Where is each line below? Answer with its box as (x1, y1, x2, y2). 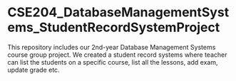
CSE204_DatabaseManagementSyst (7, 4, 230, 21)
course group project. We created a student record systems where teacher (7, 50, 227, 59)
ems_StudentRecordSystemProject (7, 19, 220, 36)
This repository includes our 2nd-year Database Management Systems (7, 43, 216, 51)
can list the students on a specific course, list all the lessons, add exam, (7, 58, 218, 66)
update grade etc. (7, 65, 60, 74)
